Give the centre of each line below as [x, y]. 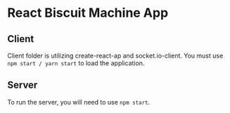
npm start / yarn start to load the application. [76, 63]
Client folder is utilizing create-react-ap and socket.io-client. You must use [115, 55]
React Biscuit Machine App [88, 13]
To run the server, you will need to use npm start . [79, 102]
